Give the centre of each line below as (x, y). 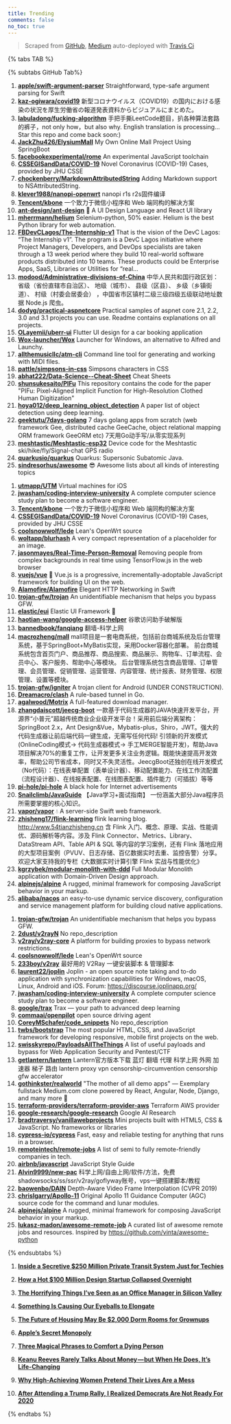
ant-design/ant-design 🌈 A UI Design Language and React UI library (115, 210)
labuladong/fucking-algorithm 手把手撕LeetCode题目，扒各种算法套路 (119, 118)
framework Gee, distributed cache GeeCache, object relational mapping (119, 428)
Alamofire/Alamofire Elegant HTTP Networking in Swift (96, 589)
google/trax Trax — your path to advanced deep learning (99, 1008)
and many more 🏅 (42, 1098)
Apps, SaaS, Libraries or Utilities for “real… (78, 269)
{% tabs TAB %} (31, 59)
